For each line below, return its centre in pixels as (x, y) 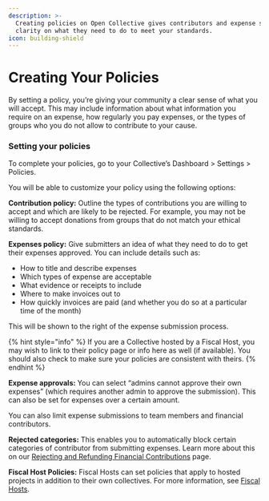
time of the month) (50, 311)
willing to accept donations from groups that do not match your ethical (124, 220)
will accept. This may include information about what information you (122, 108)
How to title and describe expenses (78, 269)
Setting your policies (49, 147)
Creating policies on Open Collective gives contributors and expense (136, 23)
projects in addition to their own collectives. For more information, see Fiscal (134, 481)
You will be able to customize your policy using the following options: (122, 188)
